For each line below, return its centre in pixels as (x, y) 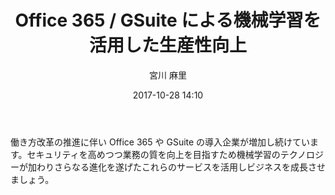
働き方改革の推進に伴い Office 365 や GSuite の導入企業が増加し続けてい (160, 142)
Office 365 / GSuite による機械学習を (168, 20)
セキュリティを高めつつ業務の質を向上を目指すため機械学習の (153, 154)
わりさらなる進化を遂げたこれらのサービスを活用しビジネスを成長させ (181, 167)
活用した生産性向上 (167, 45)
